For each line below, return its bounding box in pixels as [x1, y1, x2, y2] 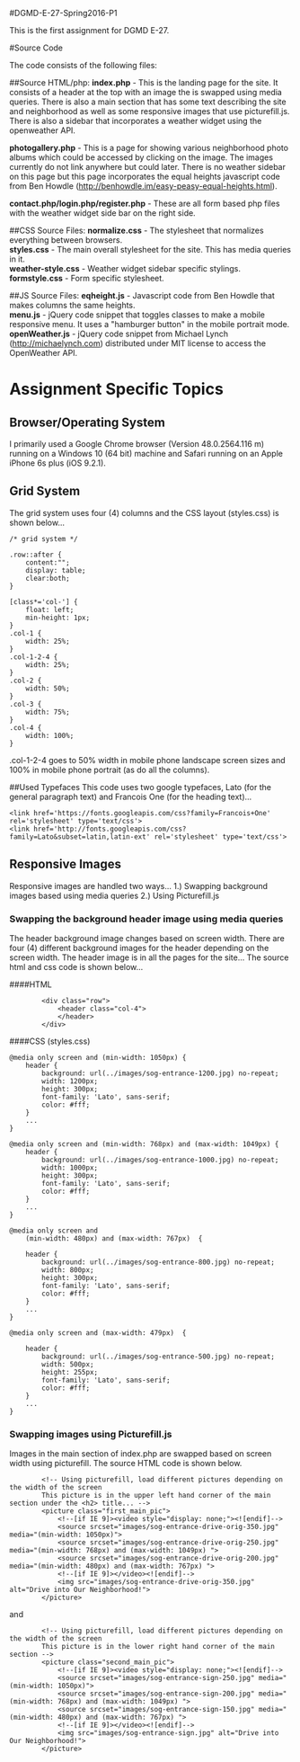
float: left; [25, 605, 75, 614]
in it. [9, 254, 25, 264]
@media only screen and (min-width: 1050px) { [9, 1053, 187, 1062]
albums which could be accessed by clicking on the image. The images [9, 152, 274, 163]
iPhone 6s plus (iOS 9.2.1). [9, 458, 106, 468]
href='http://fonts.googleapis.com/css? [32, 824, 187, 833]
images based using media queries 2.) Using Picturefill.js [9, 890, 220, 901]
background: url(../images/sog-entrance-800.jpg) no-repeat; [41, 1258, 276, 1267]
